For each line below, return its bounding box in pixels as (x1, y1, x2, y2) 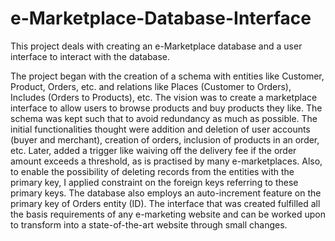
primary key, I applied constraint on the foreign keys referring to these (10, 176, 299, 188)
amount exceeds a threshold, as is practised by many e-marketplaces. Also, (10, 155, 323, 167)
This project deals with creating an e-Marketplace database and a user (10, 40, 303, 52)
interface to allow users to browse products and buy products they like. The (10, 102, 323, 114)
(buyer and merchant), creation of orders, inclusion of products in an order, (10, 133, 320, 146)
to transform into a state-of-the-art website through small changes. (10, 218, 288, 231)
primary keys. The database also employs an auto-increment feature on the (10, 187, 322, 199)
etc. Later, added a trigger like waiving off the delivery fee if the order (10, 144, 297, 156)
